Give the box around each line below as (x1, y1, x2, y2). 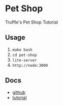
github (12, 89, 26, 95)
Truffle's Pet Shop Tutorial (5, 19, 58, 25)
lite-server (12, 57, 37, 63)
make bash (12, 47, 33, 52)
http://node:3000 (12, 63, 48, 68)
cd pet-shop (12, 52, 37, 57)
